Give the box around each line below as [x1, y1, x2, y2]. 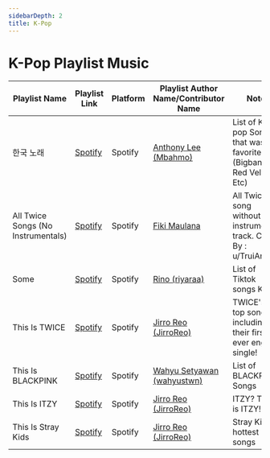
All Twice [12, 210, 47, 221]
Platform [111, 93, 145, 105]
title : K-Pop [8, 19, 52, 27]
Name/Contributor [152, 93, 225, 105]
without [232, 210, 261, 221]
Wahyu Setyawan [152, 365, 219, 377]
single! [232, 347, 258, 358]
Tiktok [232, 274, 256, 285]
